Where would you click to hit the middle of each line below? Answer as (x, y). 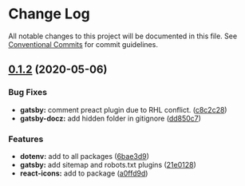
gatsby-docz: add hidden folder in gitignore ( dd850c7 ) (111, 118)
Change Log (49, 14)
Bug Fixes (28, 93)
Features (26, 139)
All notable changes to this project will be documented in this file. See (123, 36)
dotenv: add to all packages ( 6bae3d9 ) (85, 156)
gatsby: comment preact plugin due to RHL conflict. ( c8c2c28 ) (123, 109)
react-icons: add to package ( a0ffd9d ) (84, 173)
